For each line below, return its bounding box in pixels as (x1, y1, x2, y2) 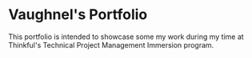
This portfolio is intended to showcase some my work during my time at (8, 32, 244, 41)
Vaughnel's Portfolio (8, 6, 148, 24)
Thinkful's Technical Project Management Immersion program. (8, 40, 214, 49)
